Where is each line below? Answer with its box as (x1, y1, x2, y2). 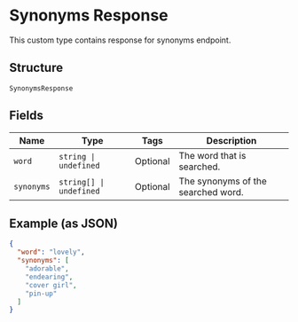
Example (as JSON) (9, 216, 118, 231)
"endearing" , (25, 272, 74, 281)
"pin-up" (25, 289, 58, 298)
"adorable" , (25, 264, 69, 273)
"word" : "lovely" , (17, 247, 86, 257)
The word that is (178, 149, 247, 161)
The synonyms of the (178, 175, 268, 187)
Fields (9, 108, 44, 123)
